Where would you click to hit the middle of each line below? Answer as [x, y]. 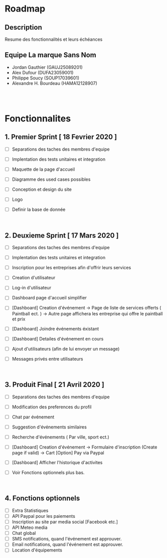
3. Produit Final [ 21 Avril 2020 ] [55, 385]
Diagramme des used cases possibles [51, 179]
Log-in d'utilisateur [31, 288]
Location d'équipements [37, 550]
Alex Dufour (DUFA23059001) [43, 72]
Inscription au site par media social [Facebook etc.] [65, 522]
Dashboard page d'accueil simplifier [49, 298]
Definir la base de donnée [39, 209]
